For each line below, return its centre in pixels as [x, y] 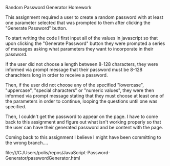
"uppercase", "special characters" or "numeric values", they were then [80, 90]
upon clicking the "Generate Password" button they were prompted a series [85, 43]
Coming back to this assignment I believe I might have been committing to [83, 137]
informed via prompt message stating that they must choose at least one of [85, 96]
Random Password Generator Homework [48, 7]
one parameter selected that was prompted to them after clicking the [78, 23]
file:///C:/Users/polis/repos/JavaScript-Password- [58, 152]
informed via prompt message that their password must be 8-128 [74, 69]
